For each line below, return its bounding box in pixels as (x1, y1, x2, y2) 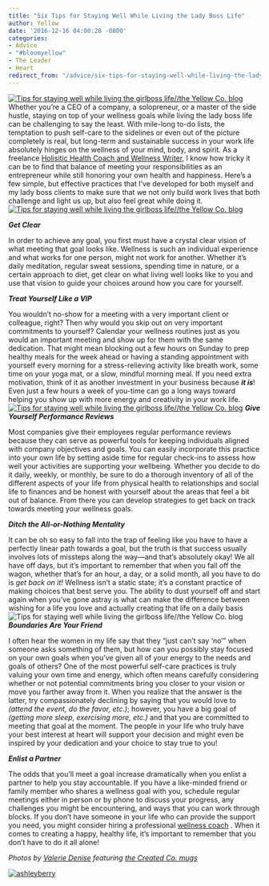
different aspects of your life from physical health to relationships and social (8, 478, 259, 488)
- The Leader (8, 57, 52, 65)
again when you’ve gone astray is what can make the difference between (8, 595, 250, 604)
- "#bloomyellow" (8, 49, 66, 57)
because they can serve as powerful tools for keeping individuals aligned (8, 435, 250, 445)
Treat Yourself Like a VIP (8, 294, 92, 303)
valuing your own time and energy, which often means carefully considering (8, 669, 259, 679)
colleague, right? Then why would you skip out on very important (8, 318, 223, 327)
